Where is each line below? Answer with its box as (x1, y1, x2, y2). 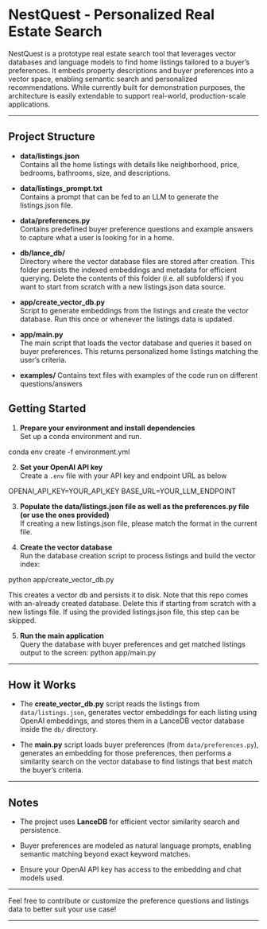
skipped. (8, 615, 37, 625)
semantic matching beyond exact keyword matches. (19, 849, 191, 859)
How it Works (8, 678, 76, 691)
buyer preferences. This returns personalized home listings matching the (19, 346, 258, 356)
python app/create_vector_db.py (8, 574, 114, 584)
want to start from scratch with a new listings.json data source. (19, 282, 226, 291)
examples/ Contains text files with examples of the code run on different (19, 370, 258, 379)
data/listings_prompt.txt (19, 183, 103, 192)
